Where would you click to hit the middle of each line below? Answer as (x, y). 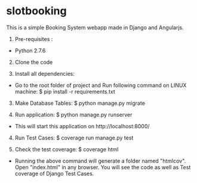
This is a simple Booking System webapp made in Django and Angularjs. (95, 27)
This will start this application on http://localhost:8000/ (82, 126)
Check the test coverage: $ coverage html (67, 149)
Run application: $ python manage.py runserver (73, 114)
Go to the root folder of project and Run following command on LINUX (101, 85)
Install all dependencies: (44, 73)
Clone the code (34, 62)
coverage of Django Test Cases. (54, 173)
